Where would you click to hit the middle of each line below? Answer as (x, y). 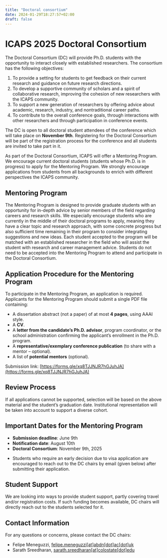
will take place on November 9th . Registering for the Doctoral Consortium (81, 136)
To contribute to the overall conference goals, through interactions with (85, 115)
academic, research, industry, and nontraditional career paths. (76, 110)
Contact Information (37, 523)
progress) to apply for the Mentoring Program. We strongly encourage (77, 167)
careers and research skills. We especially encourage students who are (79, 216)
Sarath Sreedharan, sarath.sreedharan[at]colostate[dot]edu (74, 550)
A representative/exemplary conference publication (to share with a (84, 346)
